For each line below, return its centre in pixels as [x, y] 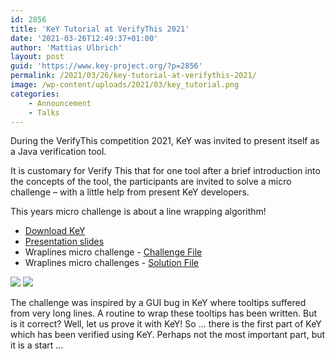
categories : [35, 94]
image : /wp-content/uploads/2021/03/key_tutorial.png [125, 85]
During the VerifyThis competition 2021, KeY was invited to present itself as [165, 141]
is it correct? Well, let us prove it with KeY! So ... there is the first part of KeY [166, 324]
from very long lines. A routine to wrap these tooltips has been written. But [164, 313]
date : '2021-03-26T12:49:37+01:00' [84, 38]
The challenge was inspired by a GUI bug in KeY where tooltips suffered [158, 303]
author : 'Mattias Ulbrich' [66, 47]
